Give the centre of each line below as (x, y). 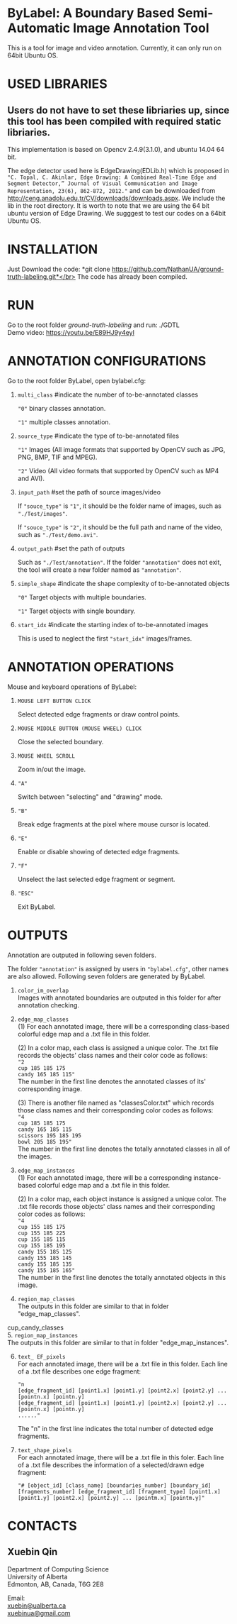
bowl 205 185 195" (45, 1142)
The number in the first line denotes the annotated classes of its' (112, 1081)
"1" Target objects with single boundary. (76, 611)
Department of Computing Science (58, 1569)
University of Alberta (37, 1576)
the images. (35, 1156)
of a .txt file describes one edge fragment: (79, 1371)
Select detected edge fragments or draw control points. (99, 714)
